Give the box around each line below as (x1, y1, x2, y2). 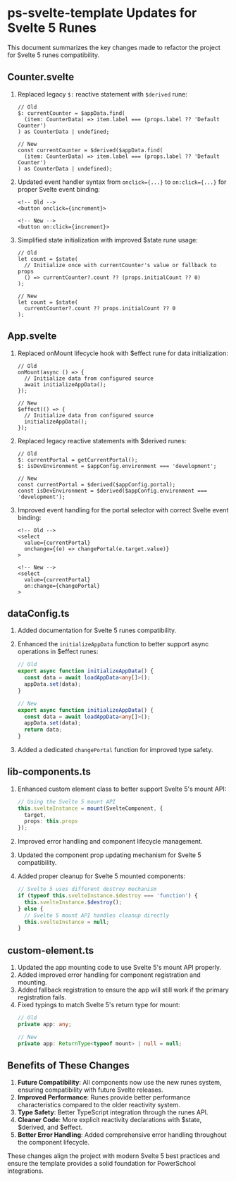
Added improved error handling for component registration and (17, 971, 201, 979)
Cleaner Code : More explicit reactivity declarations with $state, (17, 1116, 202, 1124)
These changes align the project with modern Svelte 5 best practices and (7, 1152, 221, 1160)
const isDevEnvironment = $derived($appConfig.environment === (17, 487, 208, 494)
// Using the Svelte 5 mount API (17, 798, 116, 805)
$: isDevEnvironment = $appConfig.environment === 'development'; (17, 462, 217, 469)
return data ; (24, 726, 63, 734)
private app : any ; (17, 1021, 72, 1028)
